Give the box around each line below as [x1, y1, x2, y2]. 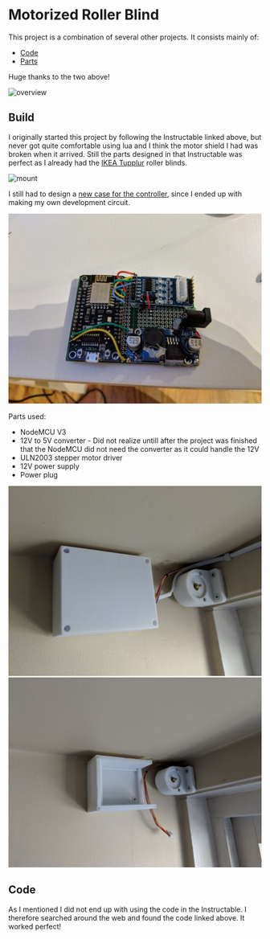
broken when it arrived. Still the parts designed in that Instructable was [8, 149, 243, 158]
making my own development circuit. [8, 197, 131, 207]
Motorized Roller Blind [8, 6, 159, 24]
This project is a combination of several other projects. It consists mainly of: [8, 32, 260, 42]
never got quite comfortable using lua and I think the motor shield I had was [8, 141, 259, 150]
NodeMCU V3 [19, 427, 67, 437]
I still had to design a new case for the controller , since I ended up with [8, 189, 243, 199]
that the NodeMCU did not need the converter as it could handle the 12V [19, 444, 260, 453]
